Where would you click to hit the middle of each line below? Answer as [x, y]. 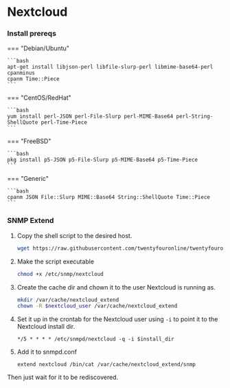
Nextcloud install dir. [46, 327]
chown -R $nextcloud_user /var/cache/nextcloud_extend [97, 306]
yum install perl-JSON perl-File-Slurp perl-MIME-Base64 [90, 117]
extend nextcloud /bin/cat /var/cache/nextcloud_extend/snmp [106, 365]
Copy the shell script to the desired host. [74, 235]
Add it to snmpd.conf [47, 352]
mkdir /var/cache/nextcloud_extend [68, 300]
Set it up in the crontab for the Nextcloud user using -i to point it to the [117, 319]
